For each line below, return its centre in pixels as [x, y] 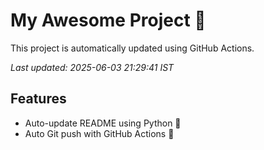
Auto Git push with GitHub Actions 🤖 [99, 133]
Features [38, 99]
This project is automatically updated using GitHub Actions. [132, 48]
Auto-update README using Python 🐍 [103, 123]
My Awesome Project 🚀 [108, 20]
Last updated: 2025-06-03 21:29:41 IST [92, 67]
